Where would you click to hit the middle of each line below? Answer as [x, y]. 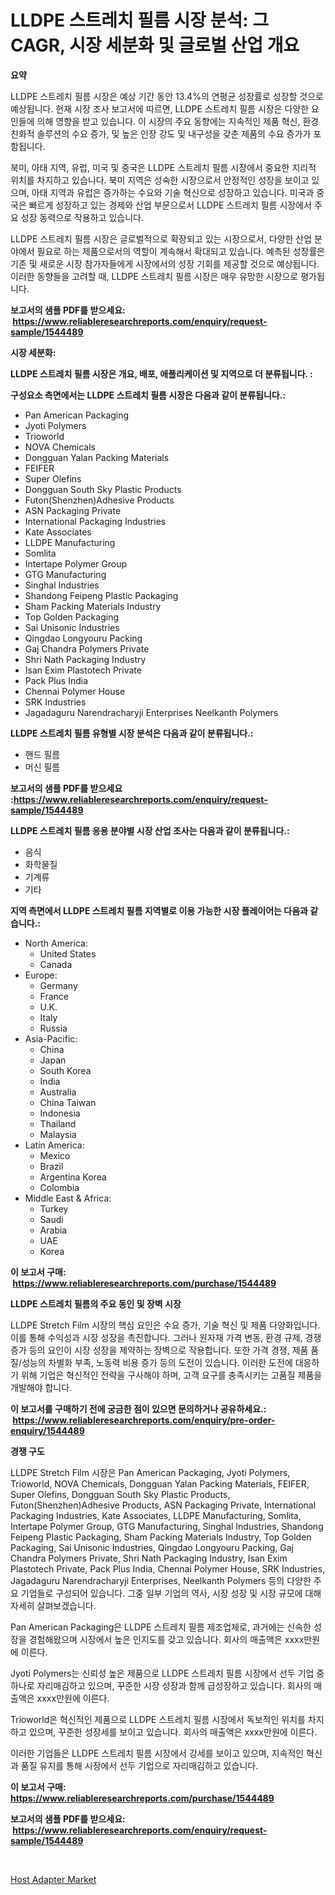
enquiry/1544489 [47, 1430]
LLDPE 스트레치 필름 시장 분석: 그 [139, 20]
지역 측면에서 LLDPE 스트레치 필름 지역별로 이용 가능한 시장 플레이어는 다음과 [159, 910]
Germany [58, 985]
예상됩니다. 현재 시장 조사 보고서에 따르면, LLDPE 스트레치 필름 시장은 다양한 [160, 108]
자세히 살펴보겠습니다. [53, 1605]
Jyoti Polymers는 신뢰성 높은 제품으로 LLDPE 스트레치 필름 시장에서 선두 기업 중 [167, 1673]
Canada [56, 964]
